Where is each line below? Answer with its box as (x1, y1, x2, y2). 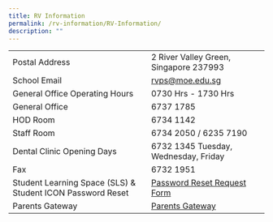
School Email (12, 75, 63, 86)
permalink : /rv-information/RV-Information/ (8, 19, 162, 28)
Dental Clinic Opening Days (12, 146, 117, 157)
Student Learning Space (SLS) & (12, 177, 136, 189)
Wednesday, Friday (150, 151, 225, 162)
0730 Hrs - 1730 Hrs (150, 88, 235, 100)
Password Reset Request (150, 177, 246, 189)
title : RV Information (8, 11, 85, 20)
